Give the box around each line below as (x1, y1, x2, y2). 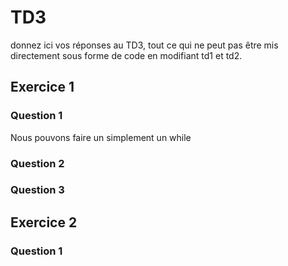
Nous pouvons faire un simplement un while (10, 131, 192, 143)
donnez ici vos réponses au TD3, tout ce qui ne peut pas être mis (10, 39, 279, 51)
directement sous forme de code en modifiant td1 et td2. (10, 49, 243, 61)
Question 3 (10, 183, 65, 197)
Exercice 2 (10, 214, 78, 231)
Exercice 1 (10, 79, 75, 96)
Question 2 (10, 156, 65, 170)
